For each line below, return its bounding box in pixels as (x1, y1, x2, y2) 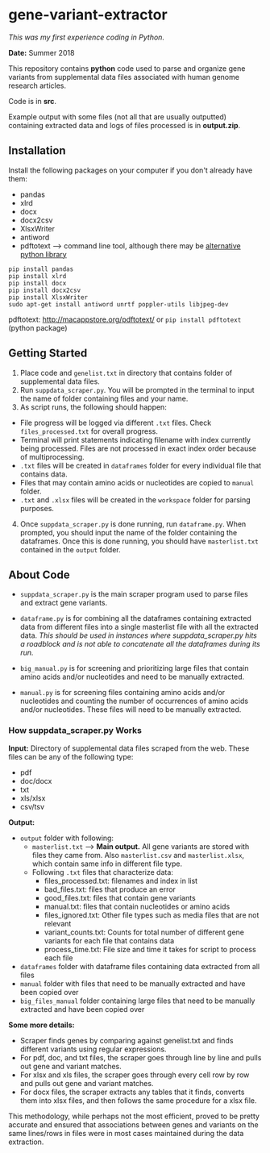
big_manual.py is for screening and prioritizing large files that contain (19, 664, 249, 673)
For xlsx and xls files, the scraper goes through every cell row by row (19, 1070, 250, 1080)
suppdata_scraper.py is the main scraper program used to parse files (19, 589, 248, 599)
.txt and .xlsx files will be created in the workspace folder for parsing (19, 494, 251, 505)
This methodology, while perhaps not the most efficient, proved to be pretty (8, 1111, 260, 1121)
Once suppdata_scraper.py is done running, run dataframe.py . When (19, 518, 247, 529)
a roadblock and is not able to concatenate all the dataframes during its (19, 639, 260, 649)
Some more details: (8, 1020, 75, 1030)
